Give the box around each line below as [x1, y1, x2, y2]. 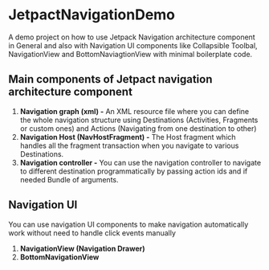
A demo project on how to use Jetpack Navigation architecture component [8, 32, 255, 42]
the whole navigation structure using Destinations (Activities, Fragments [19, 115, 259, 125]
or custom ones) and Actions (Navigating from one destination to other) [19, 123, 257, 133]
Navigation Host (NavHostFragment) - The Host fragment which [19, 132, 236, 141]
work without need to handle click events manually [8, 227, 177, 238]
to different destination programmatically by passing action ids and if [19, 166, 248, 176]
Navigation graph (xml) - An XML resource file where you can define [19, 106, 250, 116]
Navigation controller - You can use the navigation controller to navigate [19, 157, 262, 167]
